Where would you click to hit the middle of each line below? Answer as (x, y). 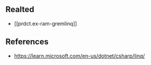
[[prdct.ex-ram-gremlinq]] (46, 23)
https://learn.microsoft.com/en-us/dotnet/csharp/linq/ (79, 56)
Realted (20, 10)
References (27, 42)
